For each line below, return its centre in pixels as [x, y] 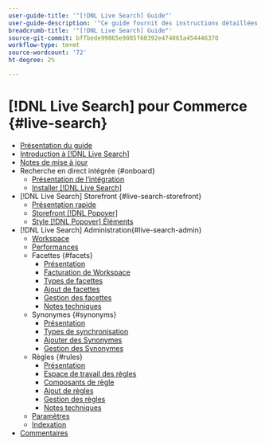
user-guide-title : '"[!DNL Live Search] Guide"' [90, 16]
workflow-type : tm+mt [44, 45]
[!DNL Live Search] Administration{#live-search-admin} [111, 230]
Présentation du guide [56, 145]
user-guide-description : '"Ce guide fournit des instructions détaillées [133, 23]
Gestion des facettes [78, 297]
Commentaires [44, 433]
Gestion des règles [74, 399]
